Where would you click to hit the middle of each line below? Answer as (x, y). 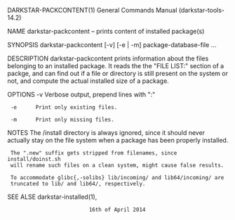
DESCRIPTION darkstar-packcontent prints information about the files (108, 58)
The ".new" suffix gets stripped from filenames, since (94, 153)
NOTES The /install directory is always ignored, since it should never (106, 132)
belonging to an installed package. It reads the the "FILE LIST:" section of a (116, 66)
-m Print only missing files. (62, 119)
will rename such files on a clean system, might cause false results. (117, 165)
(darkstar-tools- (202, 10)
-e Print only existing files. (64, 108)
